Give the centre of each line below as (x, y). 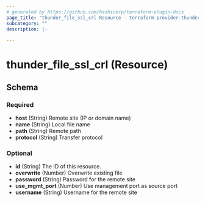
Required (20, 104)
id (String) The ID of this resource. (58, 167)
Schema (22, 87)
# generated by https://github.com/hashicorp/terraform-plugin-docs (95, 12)
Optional (19, 153)
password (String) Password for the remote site (75, 179)
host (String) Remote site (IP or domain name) (73, 118)
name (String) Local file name (52, 124)
